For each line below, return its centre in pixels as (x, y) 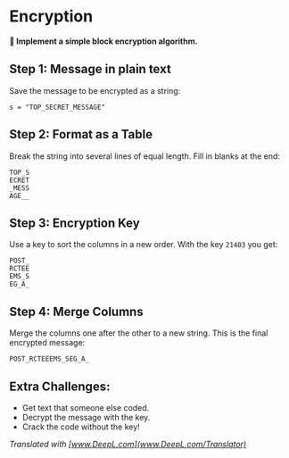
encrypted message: (47, 343)
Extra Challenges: (60, 386)
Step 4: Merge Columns (77, 311)
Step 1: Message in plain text (90, 69)
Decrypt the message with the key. (86, 417)
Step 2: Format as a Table (81, 134)
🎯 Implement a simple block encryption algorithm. (103, 41)
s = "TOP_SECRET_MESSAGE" (57, 107)
